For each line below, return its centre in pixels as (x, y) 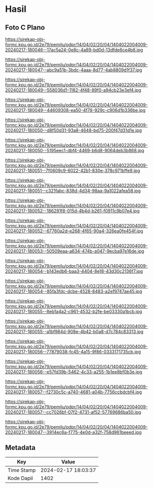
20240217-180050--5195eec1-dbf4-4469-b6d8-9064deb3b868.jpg (75, 150)
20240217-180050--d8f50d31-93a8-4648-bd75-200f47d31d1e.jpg (74, 130)
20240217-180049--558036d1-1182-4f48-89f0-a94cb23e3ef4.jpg (73, 90)
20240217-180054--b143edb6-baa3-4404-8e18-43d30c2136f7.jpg (74, 271)
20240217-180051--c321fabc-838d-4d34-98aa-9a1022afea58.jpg (73, 191)
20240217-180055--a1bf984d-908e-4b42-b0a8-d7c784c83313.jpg (74, 331)
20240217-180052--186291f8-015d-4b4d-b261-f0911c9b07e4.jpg (72, 211)
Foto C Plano (25, 27)
